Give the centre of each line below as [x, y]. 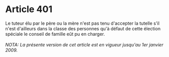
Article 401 [29, 9]
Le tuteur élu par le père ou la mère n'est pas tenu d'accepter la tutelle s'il [82, 23]
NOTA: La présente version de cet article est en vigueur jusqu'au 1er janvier [84, 44]
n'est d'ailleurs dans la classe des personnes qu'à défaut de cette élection [83, 28]
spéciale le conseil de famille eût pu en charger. [55, 34]
